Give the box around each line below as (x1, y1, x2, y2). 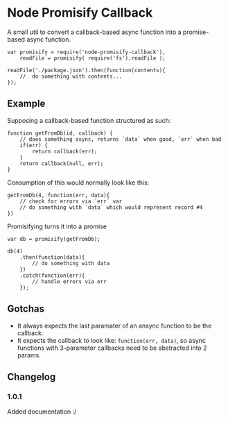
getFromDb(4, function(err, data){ (7, 192, 110, 199)
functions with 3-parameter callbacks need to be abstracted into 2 (17, 344, 207, 352)
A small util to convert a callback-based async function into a (7, 28, 182, 36)
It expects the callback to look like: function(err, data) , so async (17, 336, 207, 344)
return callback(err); (32, 148, 98, 155)
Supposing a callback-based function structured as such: (7, 116, 171, 124)
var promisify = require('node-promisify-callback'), (7, 49, 166, 56)
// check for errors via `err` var (19, 198, 123, 205)
